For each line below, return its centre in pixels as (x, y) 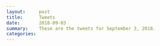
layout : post (28, 12)
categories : (21, 34)
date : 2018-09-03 (36, 23)
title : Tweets (31, 17)
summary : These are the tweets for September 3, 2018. (81, 28)
